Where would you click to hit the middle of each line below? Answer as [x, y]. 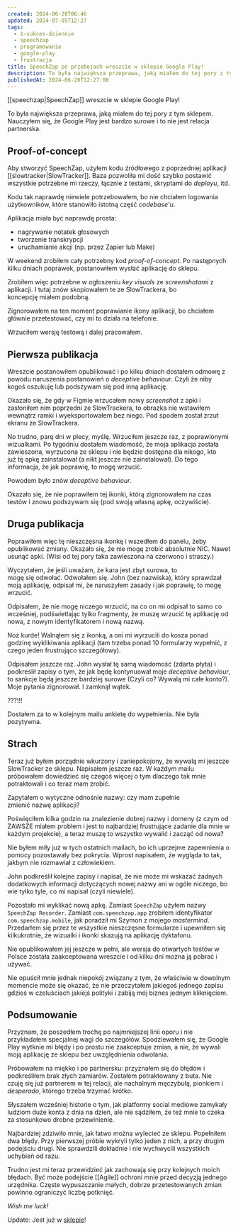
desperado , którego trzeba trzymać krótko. [70, 1091]
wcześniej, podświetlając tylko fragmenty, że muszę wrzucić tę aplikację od [118, 613]
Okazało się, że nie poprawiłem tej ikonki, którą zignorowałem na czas [109, 494]
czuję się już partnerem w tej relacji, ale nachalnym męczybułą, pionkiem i [115, 1084]
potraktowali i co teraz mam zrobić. [59, 784]
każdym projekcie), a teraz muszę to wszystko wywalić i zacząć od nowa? [116, 833]
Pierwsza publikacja [53, 354]
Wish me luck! [28, 1206]
